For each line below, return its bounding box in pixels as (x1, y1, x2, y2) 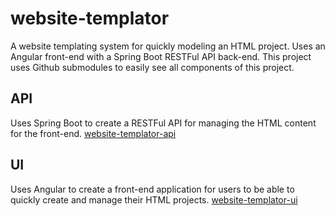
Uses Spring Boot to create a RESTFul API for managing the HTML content (10, 117, 317, 129)
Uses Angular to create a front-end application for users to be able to (10, 183, 295, 195)
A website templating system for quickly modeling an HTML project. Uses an (10, 40, 326, 52)
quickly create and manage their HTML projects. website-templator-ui (10, 193, 298, 206)
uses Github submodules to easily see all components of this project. (10, 61, 295, 73)
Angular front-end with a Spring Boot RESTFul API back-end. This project (10, 50, 312, 62)
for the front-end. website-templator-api (10, 127, 177, 139)
